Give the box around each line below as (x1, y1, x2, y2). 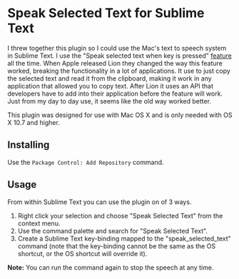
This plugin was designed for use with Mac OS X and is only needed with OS (7, 111, 233, 119)
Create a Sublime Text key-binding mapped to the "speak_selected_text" (17, 234, 232, 243)
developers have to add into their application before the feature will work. (7, 89, 223, 98)
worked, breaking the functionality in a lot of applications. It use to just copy (7, 66, 230, 75)
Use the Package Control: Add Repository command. (7, 158, 164, 166)
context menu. (17, 219, 61, 228)
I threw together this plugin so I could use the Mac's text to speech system (7, 44, 227, 52)
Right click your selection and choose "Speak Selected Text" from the (17, 211, 223, 220)
